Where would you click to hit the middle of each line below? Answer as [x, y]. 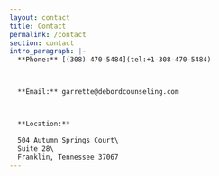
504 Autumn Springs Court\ [68, 140]
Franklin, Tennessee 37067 [68, 157]
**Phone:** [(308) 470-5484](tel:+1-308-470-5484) [114, 60]
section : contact [42, 43]
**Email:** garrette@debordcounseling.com [98, 92]
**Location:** [44, 124]
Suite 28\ [36, 148]
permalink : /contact [48, 34]
